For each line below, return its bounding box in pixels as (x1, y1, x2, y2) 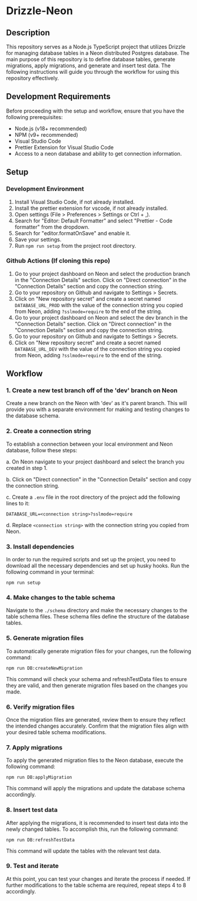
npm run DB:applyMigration (6, 774, 72, 781)
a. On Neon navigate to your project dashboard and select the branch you (6, 458, 185, 465)
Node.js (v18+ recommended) (14, 125, 87, 132)
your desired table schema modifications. (6, 728, 107, 735)
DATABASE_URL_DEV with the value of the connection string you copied (14, 345, 181, 352)
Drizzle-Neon (6, 4, 74, 18)
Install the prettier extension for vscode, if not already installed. (14, 205, 168, 212)
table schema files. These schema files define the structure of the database (6, 613, 189, 620)
